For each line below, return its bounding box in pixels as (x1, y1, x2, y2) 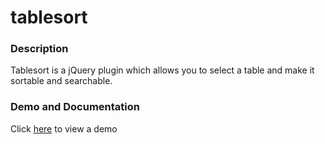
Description (10, 42, 69, 56)
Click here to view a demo (10, 122, 118, 135)
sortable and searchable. (10, 75, 113, 87)
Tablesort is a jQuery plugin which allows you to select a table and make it (10, 64, 315, 76)
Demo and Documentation (10, 100, 140, 114)
